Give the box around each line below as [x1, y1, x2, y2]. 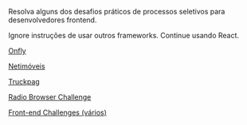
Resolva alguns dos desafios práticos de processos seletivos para [8, 7, 225, 16]
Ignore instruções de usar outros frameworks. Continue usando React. [8, 31, 240, 40]
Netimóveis [8, 61, 45, 71]
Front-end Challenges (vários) [8, 107, 108, 117]
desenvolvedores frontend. [8, 15, 97, 25]
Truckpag [8, 77, 40, 86]
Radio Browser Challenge [8, 92, 92, 102]
